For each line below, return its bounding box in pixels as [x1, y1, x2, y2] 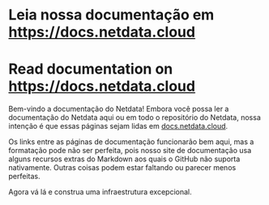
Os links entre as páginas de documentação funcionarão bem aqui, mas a [8, 137, 254, 147]
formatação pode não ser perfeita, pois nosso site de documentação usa [8, 146, 252, 156]
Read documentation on [8, 60, 173, 79]
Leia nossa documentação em [8, 6, 215, 24]
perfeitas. [8, 172, 41, 182]
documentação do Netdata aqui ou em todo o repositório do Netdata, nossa [8, 113, 261, 122]
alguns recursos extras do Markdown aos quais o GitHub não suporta [8, 154, 241, 164]
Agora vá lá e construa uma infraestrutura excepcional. [8, 187, 192, 197]
